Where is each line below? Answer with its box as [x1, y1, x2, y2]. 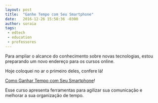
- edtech [7, 30, 26, 35]
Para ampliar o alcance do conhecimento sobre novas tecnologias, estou [5, 53, 154, 59]
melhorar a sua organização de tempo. [5, 92, 84, 98]
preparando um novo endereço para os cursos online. [5, 58, 115, 64]
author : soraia [5, 21, 37, 26]
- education [7, 35, 32, 40]
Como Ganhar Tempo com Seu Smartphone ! [5, 77, 95, 83]
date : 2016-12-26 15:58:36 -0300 [5, 16, 79, 21]
